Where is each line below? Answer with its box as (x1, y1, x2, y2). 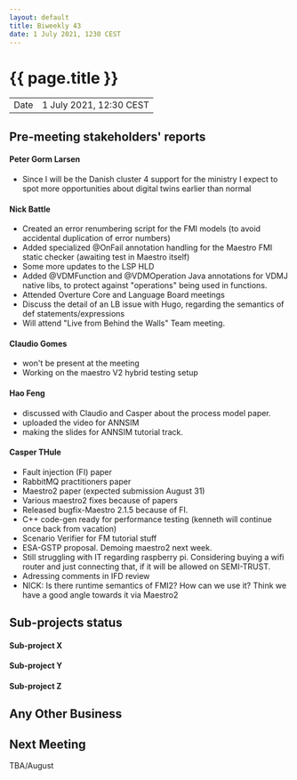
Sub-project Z (9, 680, 62, 691)
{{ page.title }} (9, 68, 119, 88)
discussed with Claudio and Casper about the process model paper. (21, 407, 271, 418)
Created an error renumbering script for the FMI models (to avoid (21, 223, 261, 234)
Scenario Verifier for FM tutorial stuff (21, 533, 157, 543)
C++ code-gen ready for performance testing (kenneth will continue (21, 513, 273, 525)
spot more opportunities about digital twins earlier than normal (21, 183, 252, 194)
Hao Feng (9, 388, 46, 398)
